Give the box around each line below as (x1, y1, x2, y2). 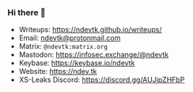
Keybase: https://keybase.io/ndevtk (18, 58, 135, 68)
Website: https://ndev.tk (18, 67, 97, 76)
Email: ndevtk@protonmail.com (18, 33, 121, 42)
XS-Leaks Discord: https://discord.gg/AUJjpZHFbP (18, 75, 185, 85)
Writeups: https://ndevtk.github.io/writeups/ (18, 25, 163, 35)
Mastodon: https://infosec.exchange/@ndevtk (18, 50, 169, 60)
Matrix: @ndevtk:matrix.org (18, 42, 108, 51)
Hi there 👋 (7, 7, 47, 18)
